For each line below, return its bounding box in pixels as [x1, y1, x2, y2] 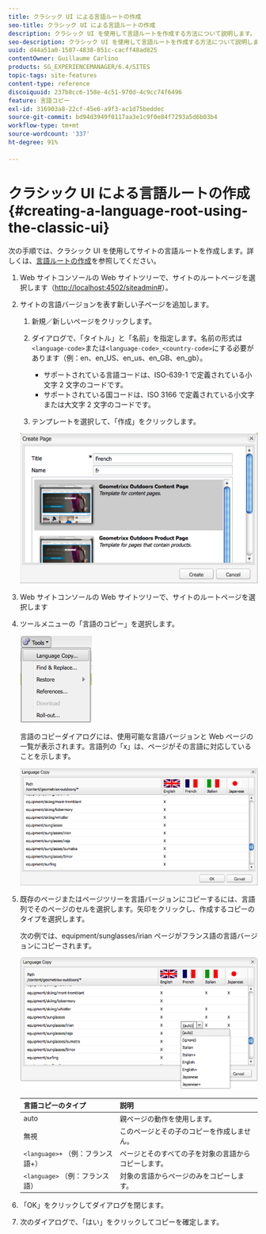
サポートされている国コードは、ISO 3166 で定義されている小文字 [43, 390, 255, 399]
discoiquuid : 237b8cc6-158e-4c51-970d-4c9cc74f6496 [8, 88, 182, 96]
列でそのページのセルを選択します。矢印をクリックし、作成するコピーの [19, 905, 256, 914]
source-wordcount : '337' [8, 130, 90, 138]
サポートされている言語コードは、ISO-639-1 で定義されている [43, 370, 245, 379]
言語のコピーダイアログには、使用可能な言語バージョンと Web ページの [19, 731, 253, 741]
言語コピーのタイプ [23, 1101, 86, 1110]
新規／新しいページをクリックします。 [31, 316, 156, 325]
